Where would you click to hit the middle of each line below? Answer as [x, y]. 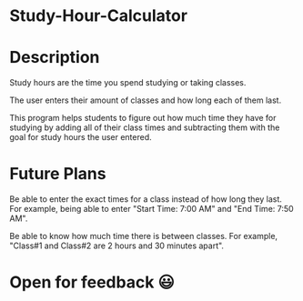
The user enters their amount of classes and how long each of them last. [146, 100]
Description [55, 58]
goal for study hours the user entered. [81, 137]
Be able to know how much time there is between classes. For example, [144, 236]
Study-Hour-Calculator [99, 16]
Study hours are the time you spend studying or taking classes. [128, 83]
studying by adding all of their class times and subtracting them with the [145, 127]
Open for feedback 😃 [92, 282]
